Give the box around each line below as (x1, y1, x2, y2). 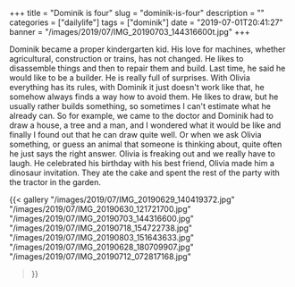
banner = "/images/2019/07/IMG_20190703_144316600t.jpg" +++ (9, 27, 250, 37)
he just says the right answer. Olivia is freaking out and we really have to (9, 148, 275, 159)
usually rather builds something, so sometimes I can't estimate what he (9, 101, 271, 111)
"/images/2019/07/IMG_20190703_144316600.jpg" (9, 214, 195, 224)
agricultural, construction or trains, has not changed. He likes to (9, 54, 244, 63)
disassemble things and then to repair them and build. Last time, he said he (9, 63, 286, 73)
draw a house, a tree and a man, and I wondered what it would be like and (9, 120, 282, 131)
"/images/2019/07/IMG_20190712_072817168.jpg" (9, 251, 192, 262)
